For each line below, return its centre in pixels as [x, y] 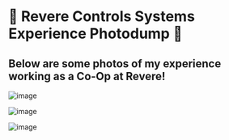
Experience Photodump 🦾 [95, 34]
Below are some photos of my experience [115, 64]
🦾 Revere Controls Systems [102, 17]
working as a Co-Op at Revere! [87, 76]
